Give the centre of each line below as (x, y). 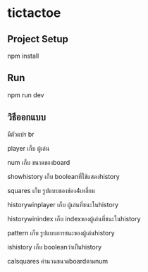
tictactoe (34, 13)
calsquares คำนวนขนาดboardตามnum (57, 261)
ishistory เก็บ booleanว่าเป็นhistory (55, 247)
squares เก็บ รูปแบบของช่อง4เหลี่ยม (51, 190)
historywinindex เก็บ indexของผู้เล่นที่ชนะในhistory (74, 218)
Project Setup (38, 39)
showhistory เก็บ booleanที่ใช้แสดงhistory (63, 176)
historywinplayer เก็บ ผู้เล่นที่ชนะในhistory (63, 204)
